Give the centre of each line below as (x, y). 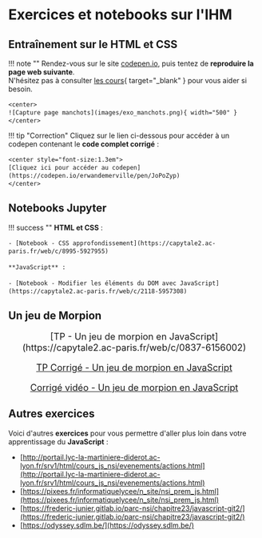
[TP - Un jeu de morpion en (109, 336)
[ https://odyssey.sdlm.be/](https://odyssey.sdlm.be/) (107, 525)
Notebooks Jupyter (58, 209)
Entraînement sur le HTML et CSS (93, 44)
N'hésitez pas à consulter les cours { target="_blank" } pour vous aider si (128, 80)
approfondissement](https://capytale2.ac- (144, 243)
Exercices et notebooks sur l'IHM (121, 15)
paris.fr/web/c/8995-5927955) (59, 251)
